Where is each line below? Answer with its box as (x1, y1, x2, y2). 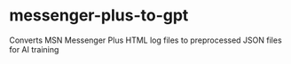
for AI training (9, 44, 59, 54)
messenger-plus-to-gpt (9, 5, 189, 26)
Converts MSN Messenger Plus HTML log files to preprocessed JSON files (9, 35, 282, 45)
